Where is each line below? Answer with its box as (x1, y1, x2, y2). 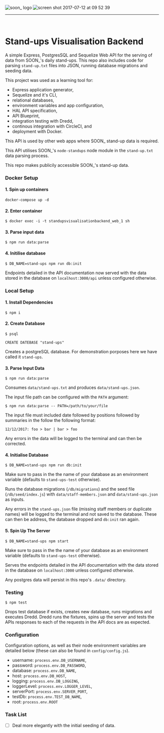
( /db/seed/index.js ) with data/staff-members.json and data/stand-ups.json (5, 491, 158, 497)
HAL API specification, (12, 107, 58, 113)
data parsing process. (5, 153, 49, 158)
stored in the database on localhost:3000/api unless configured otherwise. (5, 275, 157, 281)
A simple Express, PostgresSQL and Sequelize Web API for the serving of (5, 52, 153, 58)
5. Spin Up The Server (5, 528, 50, 533)
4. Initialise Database (5, 452, 49, 458)
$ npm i (5, 310, 21, 315)
